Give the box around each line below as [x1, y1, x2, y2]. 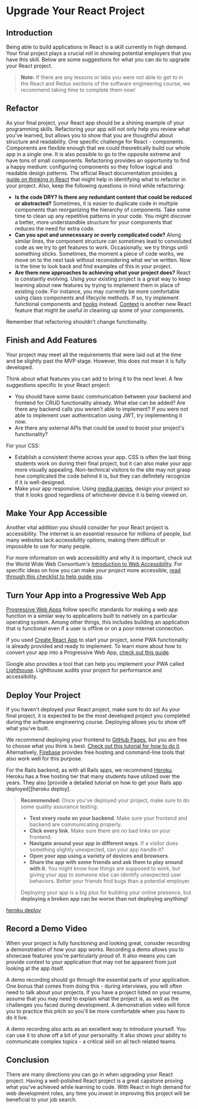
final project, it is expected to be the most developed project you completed [6, 712, 190, 720]
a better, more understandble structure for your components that [14, 218, 172, 225]
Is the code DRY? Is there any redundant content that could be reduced [14, 194, 192, 201]
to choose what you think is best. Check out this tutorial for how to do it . [6, 743, 181, 750]
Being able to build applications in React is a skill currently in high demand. [6, 43, 187, 50]
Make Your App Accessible [6, 508, 107, 518]
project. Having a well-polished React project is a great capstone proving [6, 1077, 184, 1084]
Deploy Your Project [6, 690, 81, 700]
